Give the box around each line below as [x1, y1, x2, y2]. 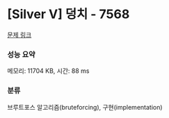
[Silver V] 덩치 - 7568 [7, 6, 130, 22]
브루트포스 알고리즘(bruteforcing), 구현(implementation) [7, 103, 163, 111]
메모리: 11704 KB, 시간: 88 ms [7, 67, 90, 75]
